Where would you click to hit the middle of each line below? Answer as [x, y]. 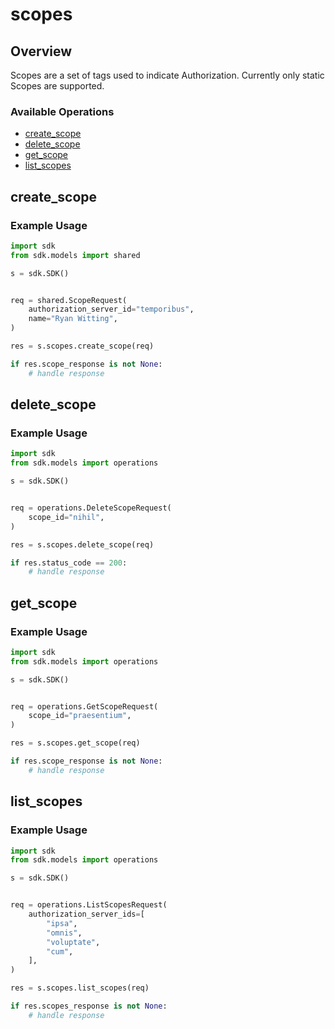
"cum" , [60, 951]
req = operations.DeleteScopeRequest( [91, 508]
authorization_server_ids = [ [86, 914]
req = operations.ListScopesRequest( [89, 905]
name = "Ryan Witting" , [73, 319]
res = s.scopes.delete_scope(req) [82, 544]
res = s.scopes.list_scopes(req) [80, 988]
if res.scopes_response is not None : [89, 1006]
